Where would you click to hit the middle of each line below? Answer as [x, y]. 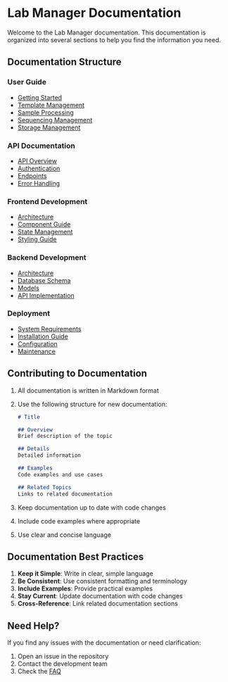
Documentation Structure [64, 62]
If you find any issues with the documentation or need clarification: [104, 643]
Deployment [29, 313]
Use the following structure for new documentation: [92, 404]
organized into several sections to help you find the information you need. [114, 39]
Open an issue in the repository [63, 657]
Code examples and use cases [60, 474]
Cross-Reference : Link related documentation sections [97, 604]
